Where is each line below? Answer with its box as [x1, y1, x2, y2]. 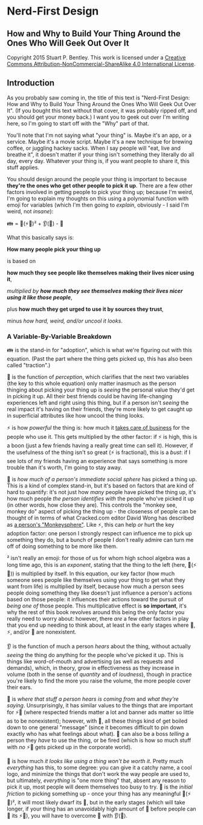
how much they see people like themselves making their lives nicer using [7, 269, 195, 276]
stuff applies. [7, 164, 40, 171]
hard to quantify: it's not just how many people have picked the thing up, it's [7, 489, 196, 496]
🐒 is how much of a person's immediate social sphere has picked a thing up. [7, 476, 197, 483]
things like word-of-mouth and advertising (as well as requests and [7, 658, 174, 665]
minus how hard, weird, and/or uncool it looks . [7, 317, 123, 324]
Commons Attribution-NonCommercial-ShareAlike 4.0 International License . [7, 61, 196, 67]
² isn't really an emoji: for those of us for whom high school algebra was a [7, 555, 190, 562]
